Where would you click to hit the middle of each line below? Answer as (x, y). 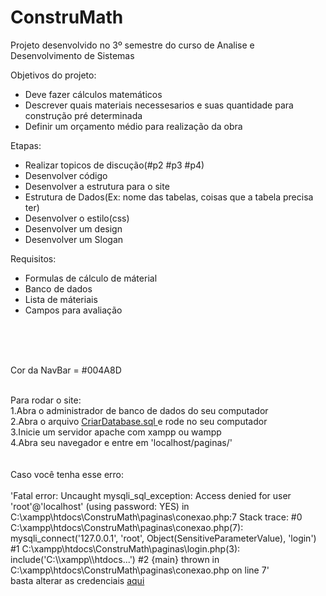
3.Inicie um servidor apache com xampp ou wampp (116, 432)
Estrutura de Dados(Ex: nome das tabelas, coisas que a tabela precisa (169, 197)
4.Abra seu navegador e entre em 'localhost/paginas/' (121, 442)
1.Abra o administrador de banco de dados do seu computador (139, 410)
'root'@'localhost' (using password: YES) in (100, 506)
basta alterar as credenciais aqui (77, 580)
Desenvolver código (66, 175)
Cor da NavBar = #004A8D (66, 370)
